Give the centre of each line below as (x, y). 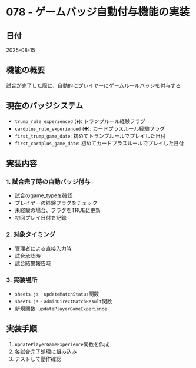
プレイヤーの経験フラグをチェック (56, 203)
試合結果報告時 (33, 263)
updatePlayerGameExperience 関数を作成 (62, 344)
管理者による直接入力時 (43, 248)
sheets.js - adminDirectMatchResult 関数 (64, 301)
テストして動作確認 (38, 359)
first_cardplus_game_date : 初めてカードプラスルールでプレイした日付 (99, 143)
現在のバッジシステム (45, 106)
